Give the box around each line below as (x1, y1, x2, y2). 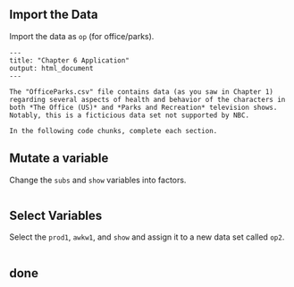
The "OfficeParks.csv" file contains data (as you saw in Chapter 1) (9, 87, 274, 97)
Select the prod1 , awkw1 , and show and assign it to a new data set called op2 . (9, 232, 285, 242)
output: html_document (9, 63, 94, 72)
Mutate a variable (9, 151, 109, 166)
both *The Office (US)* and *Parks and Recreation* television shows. (9, 103, 278, 112)
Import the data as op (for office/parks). (9, 30, 155, 41)
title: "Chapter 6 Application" (9, 55, 130, 65)
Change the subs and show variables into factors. (9, 174, 187, 185)
